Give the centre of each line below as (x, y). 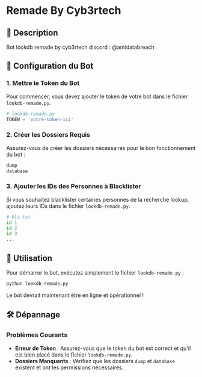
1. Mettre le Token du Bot (43, 83)
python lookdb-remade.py (37, 284)
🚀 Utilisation (29, 258)
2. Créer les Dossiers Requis (48, 135)
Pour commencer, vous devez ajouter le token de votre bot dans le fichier (97, 96)
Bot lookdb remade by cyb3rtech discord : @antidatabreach (80, 47)
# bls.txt (19, 217)
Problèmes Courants (37, 335)
